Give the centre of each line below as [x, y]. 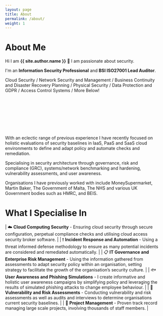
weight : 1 [15, 23]
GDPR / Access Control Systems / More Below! [52, 91]
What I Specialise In [46, 213]
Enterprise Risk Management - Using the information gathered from [74, 259]
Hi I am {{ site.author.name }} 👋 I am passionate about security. [70, 61]
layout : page [18, 10]
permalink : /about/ [25, 19]
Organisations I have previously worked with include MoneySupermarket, [79, 183]
